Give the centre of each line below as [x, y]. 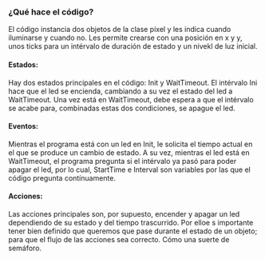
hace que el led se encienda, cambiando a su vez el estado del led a [121, 91]
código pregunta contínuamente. [62, 177]
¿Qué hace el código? [51, 12]
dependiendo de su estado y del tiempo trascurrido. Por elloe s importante [131, 222]
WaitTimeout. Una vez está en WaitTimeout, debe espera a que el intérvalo [131, 99]
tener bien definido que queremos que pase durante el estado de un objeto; [133, 231]
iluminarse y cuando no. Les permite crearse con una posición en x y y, [125, 38]
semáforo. [25, 248]
